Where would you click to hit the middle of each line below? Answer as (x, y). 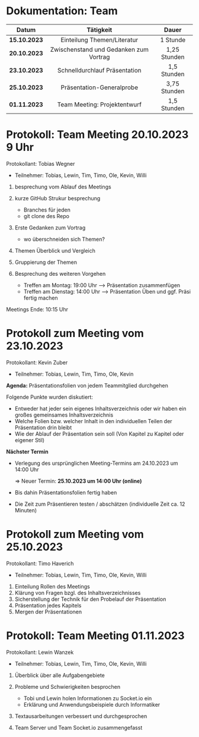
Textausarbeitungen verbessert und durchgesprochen (81, 716)
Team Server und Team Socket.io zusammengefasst (78, 727)
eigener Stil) (30, 440)
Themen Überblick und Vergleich (55, 250)
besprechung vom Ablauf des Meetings (63, 187)
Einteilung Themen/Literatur (99, 40)
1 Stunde (173, 40)
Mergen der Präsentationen (48, 612)
